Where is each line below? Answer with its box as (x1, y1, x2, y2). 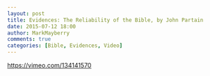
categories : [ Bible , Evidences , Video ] (7, 42, 123, 49)
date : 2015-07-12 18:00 (7, 23, 76, 30)
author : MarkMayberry (7, 29, 70, 37)
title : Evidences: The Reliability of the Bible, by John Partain (7, 17, 204, 23)
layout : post (7, 10, 45, 17)
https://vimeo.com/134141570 (7, 61, 92, 69)
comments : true (7, 36, 51, 43)
